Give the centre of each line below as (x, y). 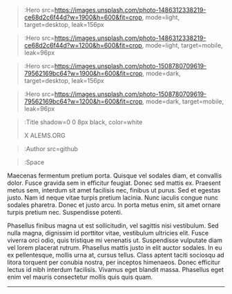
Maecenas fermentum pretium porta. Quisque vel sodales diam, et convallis (115, 176)
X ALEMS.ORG (45, 135)
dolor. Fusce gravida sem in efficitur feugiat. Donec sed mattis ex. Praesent (114, 183)
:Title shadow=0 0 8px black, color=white (83, 122)
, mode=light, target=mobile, (182, 45)
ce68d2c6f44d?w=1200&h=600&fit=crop (83, 45)
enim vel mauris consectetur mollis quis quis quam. (80, 277)
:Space (34, 162)
